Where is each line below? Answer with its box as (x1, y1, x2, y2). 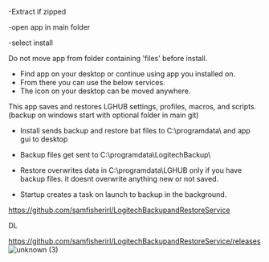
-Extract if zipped (8, 7, 67, 16)
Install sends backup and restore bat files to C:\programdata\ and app (19, 126, 251, 135)
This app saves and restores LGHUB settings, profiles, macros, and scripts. (8, 102, 257, 111)
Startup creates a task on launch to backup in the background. (19, 190, 227, 199)
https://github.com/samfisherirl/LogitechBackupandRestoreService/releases (8, 236, 261, 246)
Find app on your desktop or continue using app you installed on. (19, 69, 236, 79)
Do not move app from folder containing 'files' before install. (8, 54, 208, 63)
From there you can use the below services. (19, 78, 166, 87)
